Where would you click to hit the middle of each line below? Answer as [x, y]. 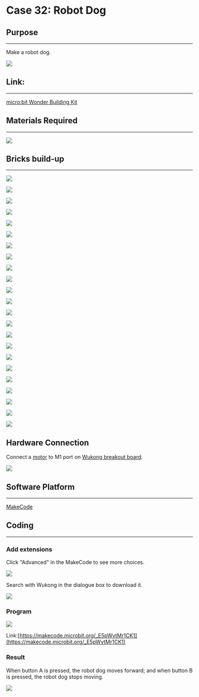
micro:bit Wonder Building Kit [42, 102]
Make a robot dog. [29, 52]
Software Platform [41, 487]
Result [16, 657]
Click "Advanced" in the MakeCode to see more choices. [76, 562]
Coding [20, 525]
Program [19, 612]
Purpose [22, 32]
